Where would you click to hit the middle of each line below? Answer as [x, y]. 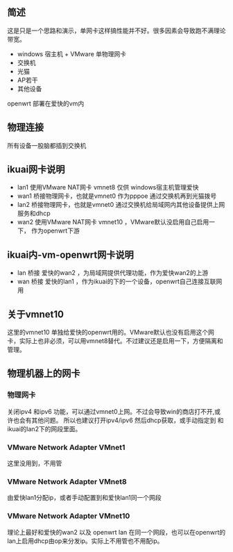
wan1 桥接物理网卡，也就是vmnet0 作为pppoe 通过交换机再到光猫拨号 [117, 196]
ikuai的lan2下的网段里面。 [44, 428]
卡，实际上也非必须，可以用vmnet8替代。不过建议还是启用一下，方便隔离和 [115, 341]
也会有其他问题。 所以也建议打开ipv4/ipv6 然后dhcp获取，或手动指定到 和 [118, 420]
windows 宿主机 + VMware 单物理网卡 [72, 53]
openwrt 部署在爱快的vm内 [46, 103]
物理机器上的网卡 [44, 374]
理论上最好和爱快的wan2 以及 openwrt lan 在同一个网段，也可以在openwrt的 [116, 532]
